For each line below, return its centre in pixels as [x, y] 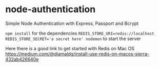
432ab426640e [22, 59]
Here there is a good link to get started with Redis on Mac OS [70, 48]
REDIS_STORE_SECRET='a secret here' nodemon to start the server [73, 39]
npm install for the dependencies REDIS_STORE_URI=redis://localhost [80, 33]
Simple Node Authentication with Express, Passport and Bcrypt [72, 23]
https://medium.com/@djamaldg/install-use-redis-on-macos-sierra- [77, 54]
